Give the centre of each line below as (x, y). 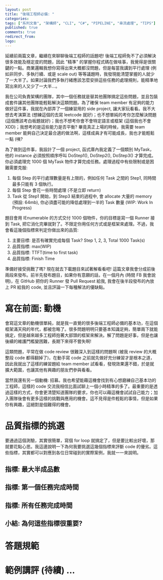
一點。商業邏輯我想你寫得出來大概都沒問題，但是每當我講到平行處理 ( (83, 68)
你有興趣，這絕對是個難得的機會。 (39, 404)
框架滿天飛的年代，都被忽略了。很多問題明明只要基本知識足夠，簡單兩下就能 (81, 329)
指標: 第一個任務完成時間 (42, 487)
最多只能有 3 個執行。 (34, 184)
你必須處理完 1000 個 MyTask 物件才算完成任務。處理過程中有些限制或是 (77, 162)
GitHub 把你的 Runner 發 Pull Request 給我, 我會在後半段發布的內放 (87, 281)
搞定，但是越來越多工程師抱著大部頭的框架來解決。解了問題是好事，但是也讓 (81, 335)
